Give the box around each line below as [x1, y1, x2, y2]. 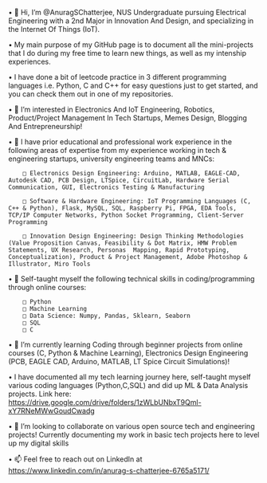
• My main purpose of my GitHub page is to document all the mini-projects [8, 40, 253, 49]
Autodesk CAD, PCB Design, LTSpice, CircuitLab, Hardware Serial [8, 176, 230, 184]
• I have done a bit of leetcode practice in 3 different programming [8, 73, 227, 81]
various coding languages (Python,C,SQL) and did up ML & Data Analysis [8, 381, 249, 390]
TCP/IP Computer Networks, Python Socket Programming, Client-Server [8, 211, 245, 219]
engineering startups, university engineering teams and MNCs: [8, 154, 215, 163]
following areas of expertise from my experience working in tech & [8, 146, 227, 155]
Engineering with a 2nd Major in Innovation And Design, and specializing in [8, 16, 254, 26]
